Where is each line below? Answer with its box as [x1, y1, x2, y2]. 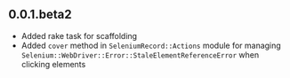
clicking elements [20, 58, 86, 69]
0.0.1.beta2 [8, 7, 72, 22]
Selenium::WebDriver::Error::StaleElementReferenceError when [20, 49, 260, 60]
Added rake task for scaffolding [20, 30, 138, 41]
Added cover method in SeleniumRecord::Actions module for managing [20, 40, 281, 51]
